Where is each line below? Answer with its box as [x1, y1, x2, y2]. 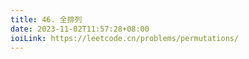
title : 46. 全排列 [10, 14, 83, 25]
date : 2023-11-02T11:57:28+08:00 [10, 24, 150, 34]
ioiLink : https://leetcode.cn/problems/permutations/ [10, 33, 240, 43]
